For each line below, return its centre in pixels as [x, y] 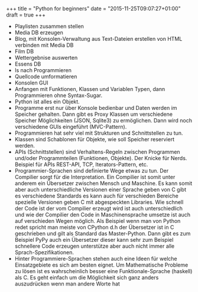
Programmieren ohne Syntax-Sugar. [58, 95]
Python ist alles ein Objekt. [47, 102]
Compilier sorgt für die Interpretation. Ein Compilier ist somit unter [95, 177]
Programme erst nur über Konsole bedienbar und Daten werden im [96, 108]
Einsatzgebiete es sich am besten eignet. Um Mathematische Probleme [101, 265]
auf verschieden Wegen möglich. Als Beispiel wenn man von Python [98, 221]
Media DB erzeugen [39, 33]
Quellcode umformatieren [46, 77]
